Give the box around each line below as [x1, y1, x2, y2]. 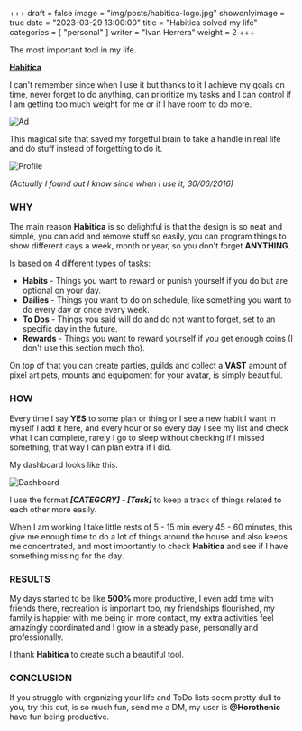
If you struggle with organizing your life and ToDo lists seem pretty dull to [9, 692, 282, 703]
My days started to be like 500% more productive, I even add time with [9, 593, 274, 604]
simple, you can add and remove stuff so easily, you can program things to [9, 230, 287, 242]
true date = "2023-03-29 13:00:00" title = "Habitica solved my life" [9, 17, 259, 28]
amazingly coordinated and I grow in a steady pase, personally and [9, 622, 259, 633]
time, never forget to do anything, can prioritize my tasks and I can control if [9, 89, 291, 99]
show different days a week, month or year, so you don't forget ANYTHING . [9, 240, 291, 251]
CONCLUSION [9, 671, 72, 684]
